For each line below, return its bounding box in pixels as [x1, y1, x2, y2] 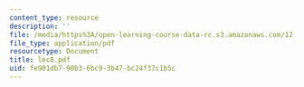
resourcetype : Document [9, 47, 100, 56]
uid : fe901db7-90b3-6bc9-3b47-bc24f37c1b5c [9, 64, 176, 73]
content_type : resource [9, 13, 100, 23]
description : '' [9, 22, 71, 31]
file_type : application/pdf [9, 38, 116, 48]
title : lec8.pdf [9, 55, 71, 64]
